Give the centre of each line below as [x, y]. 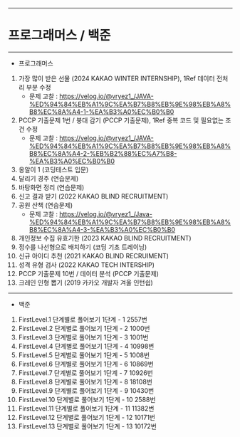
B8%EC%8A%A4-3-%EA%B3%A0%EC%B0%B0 [102, 229]
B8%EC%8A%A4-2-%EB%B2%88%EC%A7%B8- [103, 153]
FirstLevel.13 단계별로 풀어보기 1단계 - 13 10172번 [88, 426]
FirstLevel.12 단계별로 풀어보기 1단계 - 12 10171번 [87, 417]
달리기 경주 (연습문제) [48, 178]
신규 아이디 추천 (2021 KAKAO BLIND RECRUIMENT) [94, 256]
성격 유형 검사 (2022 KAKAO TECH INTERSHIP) [87, 265]
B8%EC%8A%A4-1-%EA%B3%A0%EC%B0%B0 [101, 112]
